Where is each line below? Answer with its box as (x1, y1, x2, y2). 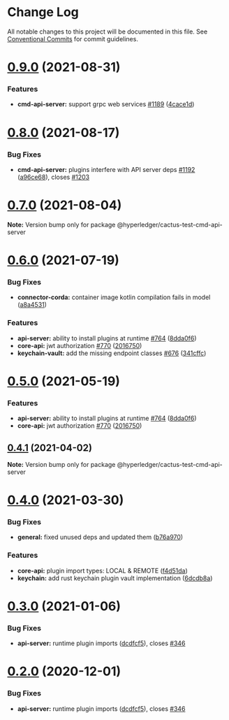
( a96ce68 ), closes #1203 (17, 173, 89, 181)
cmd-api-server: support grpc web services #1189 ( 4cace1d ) (17, 100, 195, 108)
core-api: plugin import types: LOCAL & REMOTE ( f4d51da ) (17, 566, 189, 575)
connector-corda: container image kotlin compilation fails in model (17, 293, 211, 301)
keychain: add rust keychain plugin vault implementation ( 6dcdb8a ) (17, 574, 213, 582)
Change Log (7, 4, 79, 20)
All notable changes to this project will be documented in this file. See (7, 27, 208, 36)
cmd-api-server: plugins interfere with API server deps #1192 (17, 165, 195, 173)
